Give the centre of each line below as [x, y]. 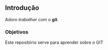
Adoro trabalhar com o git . [32, 19]
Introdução [22, 8]
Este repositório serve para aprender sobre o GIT [54, 42]
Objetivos [17, 32]
